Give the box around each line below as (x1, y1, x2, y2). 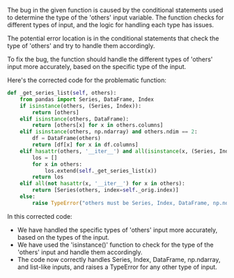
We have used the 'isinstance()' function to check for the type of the (17, 240, 214, 249)
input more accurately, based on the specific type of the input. (7, 63, 187, 70)
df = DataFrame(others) (32, 135, 101, 142)
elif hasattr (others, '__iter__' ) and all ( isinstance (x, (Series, (19, 148, 217, 155)
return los (32, 173, 64, 180)
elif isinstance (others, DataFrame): (19, 115, 130, 123)
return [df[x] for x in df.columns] (32, 141, 139, 148)
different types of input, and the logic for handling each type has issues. (7, 21, 214, 29)
